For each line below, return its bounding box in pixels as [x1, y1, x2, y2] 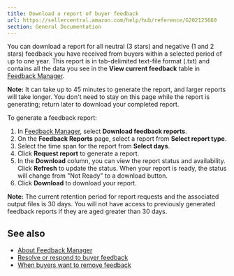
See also [7, 227, 45, 239]
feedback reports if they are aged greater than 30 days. [7, 207, 168, 216]
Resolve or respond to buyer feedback [17, 254, 129, 262]
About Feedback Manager [17, 246, 93, 254]
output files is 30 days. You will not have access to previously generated [7, 200, 216, 208]
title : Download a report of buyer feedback [7, 10, 139, 17]
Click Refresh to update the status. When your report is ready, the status [17, 164, 227, 173]
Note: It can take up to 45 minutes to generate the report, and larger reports [7, 85, 226, 94]
